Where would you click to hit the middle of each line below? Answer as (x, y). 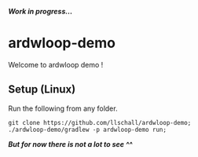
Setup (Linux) (42, 89)
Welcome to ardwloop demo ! (56, 64)
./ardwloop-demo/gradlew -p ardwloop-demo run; (88, 130)
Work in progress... (40, 11)
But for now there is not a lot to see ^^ (70, 144)
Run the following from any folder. (63, 108)
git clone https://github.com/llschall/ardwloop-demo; (100, 122)
